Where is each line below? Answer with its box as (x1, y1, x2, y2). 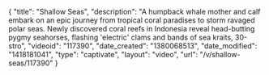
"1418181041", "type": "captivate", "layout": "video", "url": (8, 50, 199, 59)
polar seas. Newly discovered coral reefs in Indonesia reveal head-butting (8, 24, 255, 33)
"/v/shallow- (199, 50, 241, 59)
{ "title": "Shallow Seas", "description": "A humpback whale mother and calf (8, 7, 261, 16)
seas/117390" (8, 58, 53, 68)
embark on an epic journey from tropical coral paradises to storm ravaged (8, 15, 255, 25)
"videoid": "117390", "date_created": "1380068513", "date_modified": (28, 41, 258, 51)
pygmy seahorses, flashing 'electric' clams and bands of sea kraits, (8, 32, 233, 42)
